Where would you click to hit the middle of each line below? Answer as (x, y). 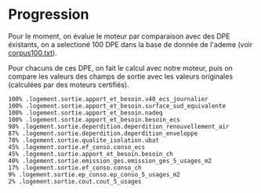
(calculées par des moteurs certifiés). (69, 85)
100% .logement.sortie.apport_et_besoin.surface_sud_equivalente (117, 106)
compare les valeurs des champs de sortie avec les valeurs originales (121, 76)
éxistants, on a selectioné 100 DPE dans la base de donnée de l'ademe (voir (130, 44)
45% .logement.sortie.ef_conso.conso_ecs (77, 147)
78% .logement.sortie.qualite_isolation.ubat (83, 140)
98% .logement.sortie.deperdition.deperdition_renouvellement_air (119, 126)
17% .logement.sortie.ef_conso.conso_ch (75, 168)
